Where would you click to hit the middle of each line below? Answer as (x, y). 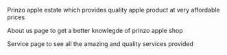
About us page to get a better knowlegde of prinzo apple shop (95, 31)
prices (16, 17)
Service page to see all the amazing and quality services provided (100, 44)
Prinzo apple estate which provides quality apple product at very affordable (114, 10)
